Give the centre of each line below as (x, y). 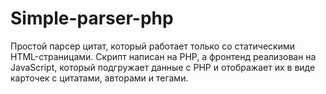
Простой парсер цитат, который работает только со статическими (153, 46)
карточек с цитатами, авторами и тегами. (99, 78)
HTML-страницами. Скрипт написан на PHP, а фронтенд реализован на (163, 56)
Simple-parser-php (92, 18)
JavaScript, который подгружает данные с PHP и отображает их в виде (163, 67)
